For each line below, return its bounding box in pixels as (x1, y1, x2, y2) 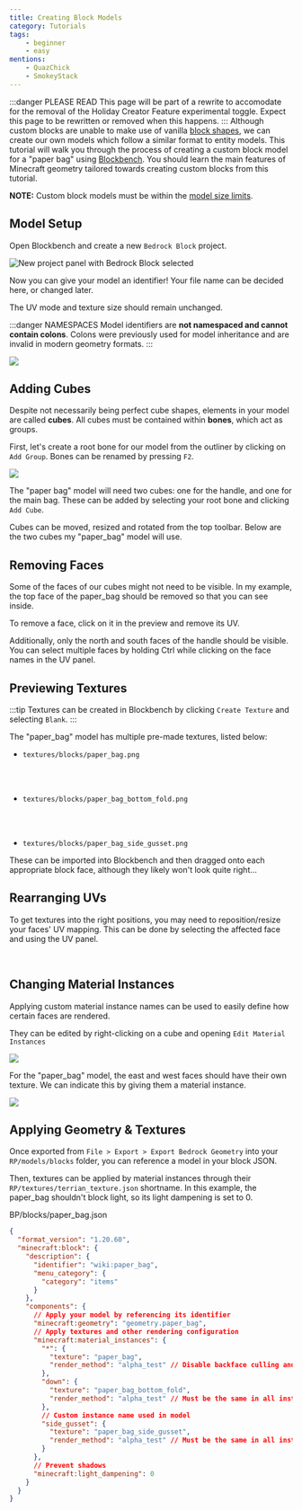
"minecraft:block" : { (17, 1244, 99, 1253)
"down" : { (41, 1377, 78, 1387)
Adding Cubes (9, 381, 92, 396)
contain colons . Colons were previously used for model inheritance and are (9, 329, 289, 340)
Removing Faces (9, 557, 105, 573)
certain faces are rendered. (9, 1010, 111, 1021)
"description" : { (25, 1252, 91, 1261)
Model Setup (9, 217, 83, 232)
